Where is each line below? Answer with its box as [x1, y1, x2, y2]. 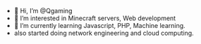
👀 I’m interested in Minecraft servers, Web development [13, 14, 176, 22]
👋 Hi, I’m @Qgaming [13, 7, 73, 15]
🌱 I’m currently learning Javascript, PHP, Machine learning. [13, 22, 185, 29]
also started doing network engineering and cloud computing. [13, 29, 194, 37]
